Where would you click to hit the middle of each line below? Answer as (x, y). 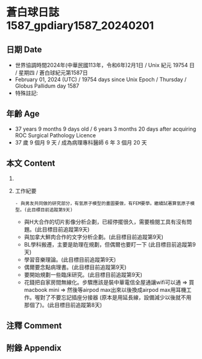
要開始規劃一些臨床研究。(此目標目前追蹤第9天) (83, 274)
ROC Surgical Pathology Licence (55, 135)
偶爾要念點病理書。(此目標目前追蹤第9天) (75, 267)
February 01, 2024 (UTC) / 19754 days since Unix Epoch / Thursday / (101, 79)
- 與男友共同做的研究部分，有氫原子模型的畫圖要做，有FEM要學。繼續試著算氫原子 (103, 203)
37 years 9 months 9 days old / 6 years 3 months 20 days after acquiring (106, 129)
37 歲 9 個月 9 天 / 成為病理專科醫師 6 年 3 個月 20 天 (81, 142)
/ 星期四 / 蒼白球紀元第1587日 (52, 73)
